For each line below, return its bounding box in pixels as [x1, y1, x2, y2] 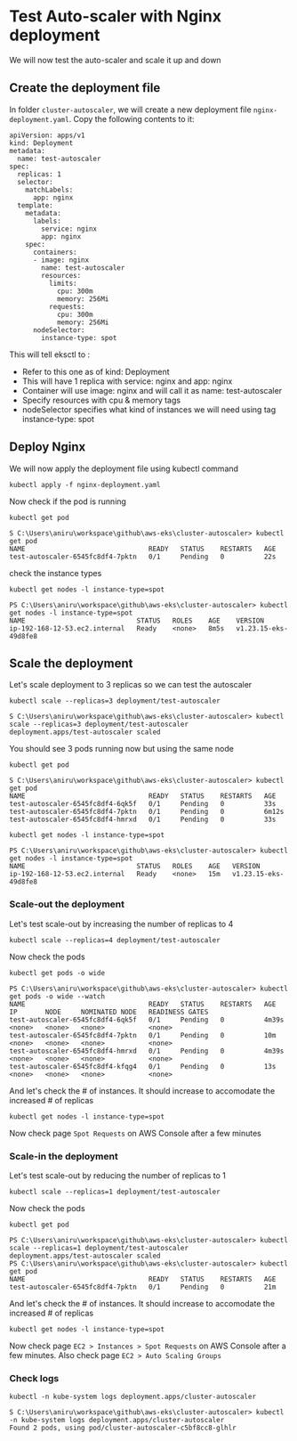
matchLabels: [25, 185, 74, 194]
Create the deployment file [9, 80, 161, 95]
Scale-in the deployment [9, 1150, 118, 1162]
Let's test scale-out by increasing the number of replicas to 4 [9, 918, 234, 929]
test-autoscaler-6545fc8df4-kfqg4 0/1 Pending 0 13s [9, 1062, 277, 1071]
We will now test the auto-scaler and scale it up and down [9, 54, 221, 65]
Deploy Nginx [9, 439, 86, 455]
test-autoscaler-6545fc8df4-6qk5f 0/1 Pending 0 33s [9, 800, 277, 809]
